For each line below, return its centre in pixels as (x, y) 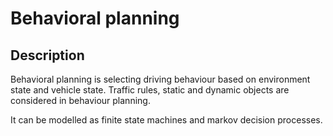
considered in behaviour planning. (80, 100)
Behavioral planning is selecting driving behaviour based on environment (160, 79)
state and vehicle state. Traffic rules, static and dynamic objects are (150, 90)
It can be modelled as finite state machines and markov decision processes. (166, 120)
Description (47, 55)
